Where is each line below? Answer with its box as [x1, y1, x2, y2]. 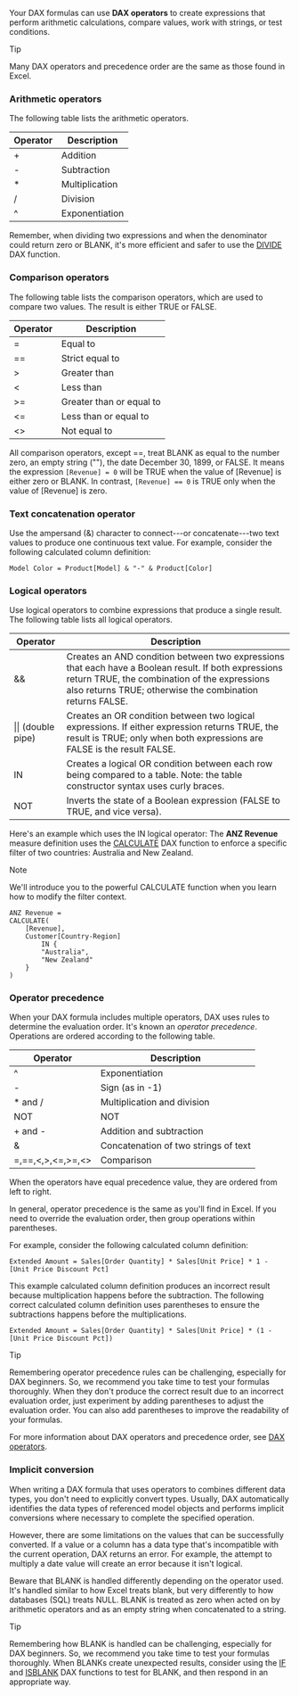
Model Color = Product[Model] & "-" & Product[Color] [9, 564, 214, 573]
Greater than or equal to [61, 395, 162, 408]
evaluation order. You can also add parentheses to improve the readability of [9, 1405, 289, 1416]
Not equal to [61, 424, 113, 436]
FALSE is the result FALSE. [66, 743, 176, 756]
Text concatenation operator [9, 508, 136, 520]
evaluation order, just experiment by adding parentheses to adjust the [9, 1395, 264, 1406]
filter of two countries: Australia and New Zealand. [9, 848, 194, 858]
